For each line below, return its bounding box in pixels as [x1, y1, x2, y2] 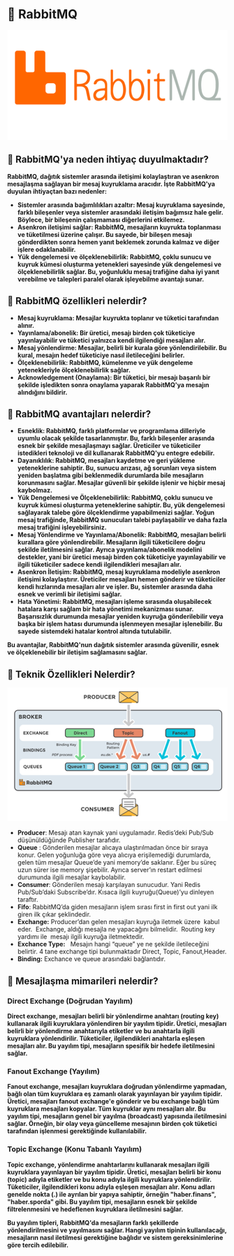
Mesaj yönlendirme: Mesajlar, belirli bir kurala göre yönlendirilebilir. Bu [17, 343, 227, 352]
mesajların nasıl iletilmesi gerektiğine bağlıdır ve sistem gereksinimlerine [7, 1233, 224, 1241]
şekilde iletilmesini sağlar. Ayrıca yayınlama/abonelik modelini [17, 545, 203, 554]
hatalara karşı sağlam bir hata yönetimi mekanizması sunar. [17, 605, 194, 614]
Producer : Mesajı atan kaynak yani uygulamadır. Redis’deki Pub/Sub [17, 828, 214, 837]
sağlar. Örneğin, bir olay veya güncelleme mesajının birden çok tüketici [7, 1120, 218, 1128]
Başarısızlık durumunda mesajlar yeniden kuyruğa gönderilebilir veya [17, 612, 224, 621]
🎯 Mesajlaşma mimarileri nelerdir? [7, 975, 159, 987]
